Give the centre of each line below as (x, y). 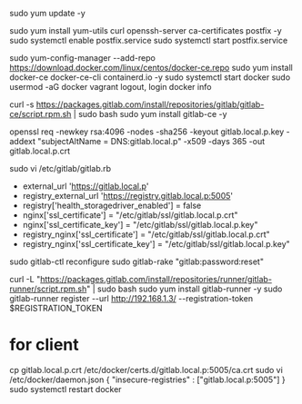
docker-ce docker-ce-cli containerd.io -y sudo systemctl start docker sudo (150, 77)
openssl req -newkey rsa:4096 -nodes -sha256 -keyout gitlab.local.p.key (147, 132)
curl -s (22, 104)
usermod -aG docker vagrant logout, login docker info (111, 87)
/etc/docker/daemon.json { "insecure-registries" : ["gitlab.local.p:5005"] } (147, 379)
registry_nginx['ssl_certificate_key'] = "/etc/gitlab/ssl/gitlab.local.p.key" (156, 244)
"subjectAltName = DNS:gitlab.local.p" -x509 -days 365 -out (151, 141)
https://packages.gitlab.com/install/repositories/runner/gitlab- (156, 279)
